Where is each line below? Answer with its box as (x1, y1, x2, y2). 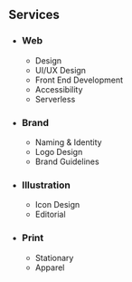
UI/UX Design (34, 64, 87, 75)
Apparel (34, 262, 65, 273)
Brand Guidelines (34, 156, 100, 167)
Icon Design (34, 199, 80, 210)
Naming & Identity (34, 136, 102, 148)
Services (8, 7, 61, 23)
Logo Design (34, 146, 83, 157)
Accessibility (34, 83, 83, 94)
